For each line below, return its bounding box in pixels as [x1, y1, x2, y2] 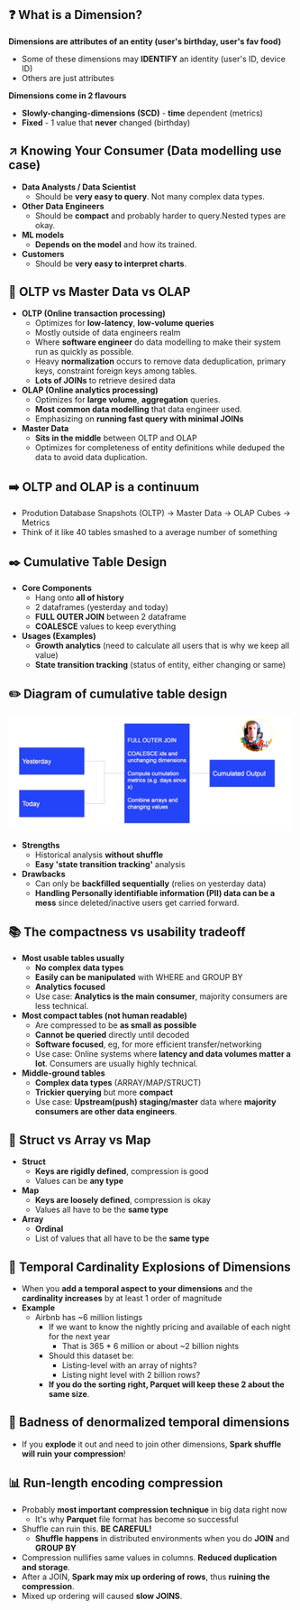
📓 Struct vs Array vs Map [8, 1132, 151, 1148]
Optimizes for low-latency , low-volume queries [34, 318, 214, 328]
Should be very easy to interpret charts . [34, 258, 186, 269]
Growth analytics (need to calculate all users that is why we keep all [34, 640, 290, 652]
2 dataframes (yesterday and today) [34, 602, 168, 613]
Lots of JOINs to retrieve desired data [34, 375, 177, 386]
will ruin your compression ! [21, 1448, 127, 1459]
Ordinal [34, 1224, 64, 1235]
